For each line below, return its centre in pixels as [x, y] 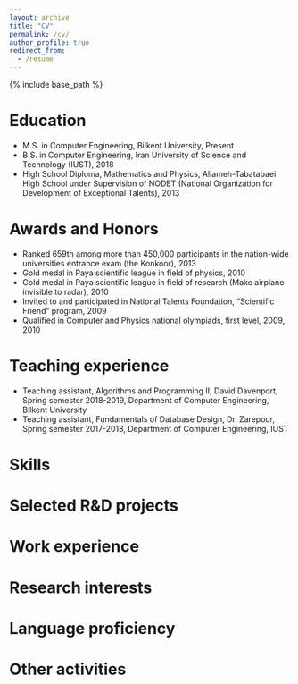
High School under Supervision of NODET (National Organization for [148, 183]
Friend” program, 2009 [64, 310]
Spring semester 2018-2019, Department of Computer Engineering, [145, 400]
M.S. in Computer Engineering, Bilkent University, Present [128, 145]
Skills [30, 465]
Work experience [74, 547]
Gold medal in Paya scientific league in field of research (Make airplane [153, 282]
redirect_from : [37, 51]
